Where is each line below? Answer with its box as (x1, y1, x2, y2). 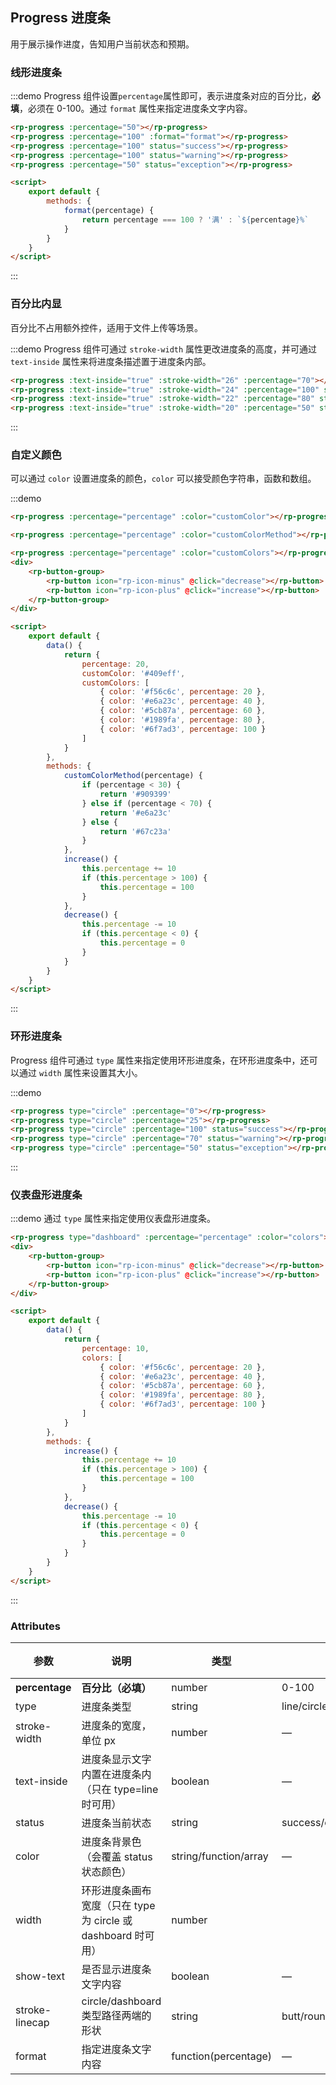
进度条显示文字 (81, 1752, 152, 1766)
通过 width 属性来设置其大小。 (18, 1066, 143, 1078)
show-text (15, 1969, 66, 1983)
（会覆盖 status (81, 1849, 153, 1863)
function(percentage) (171, 2049, 273, 2063)
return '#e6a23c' (99, 808, 172, 818)
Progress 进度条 (10, 9, 111, 27)
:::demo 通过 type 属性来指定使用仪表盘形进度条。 (10, 1213, 216, 1225)
